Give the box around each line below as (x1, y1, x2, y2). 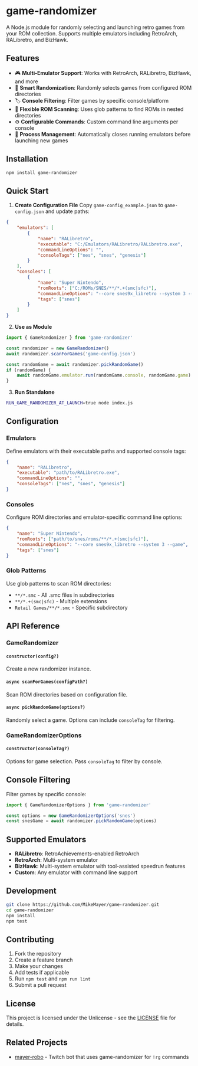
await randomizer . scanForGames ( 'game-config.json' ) (6, 351, 136, 357)
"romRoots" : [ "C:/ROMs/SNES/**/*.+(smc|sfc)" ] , (37, 285, 157, 291)
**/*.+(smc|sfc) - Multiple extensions (14, 597, 107, 604)
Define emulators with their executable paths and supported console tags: (6, 447, 186, 454)
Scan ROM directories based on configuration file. (6, 691, 128, 698)
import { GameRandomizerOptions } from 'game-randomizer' (6, 802, 151, 808)
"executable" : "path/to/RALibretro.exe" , (16, 470, 120, 476)
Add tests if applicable (14, 969, 70, 976)
